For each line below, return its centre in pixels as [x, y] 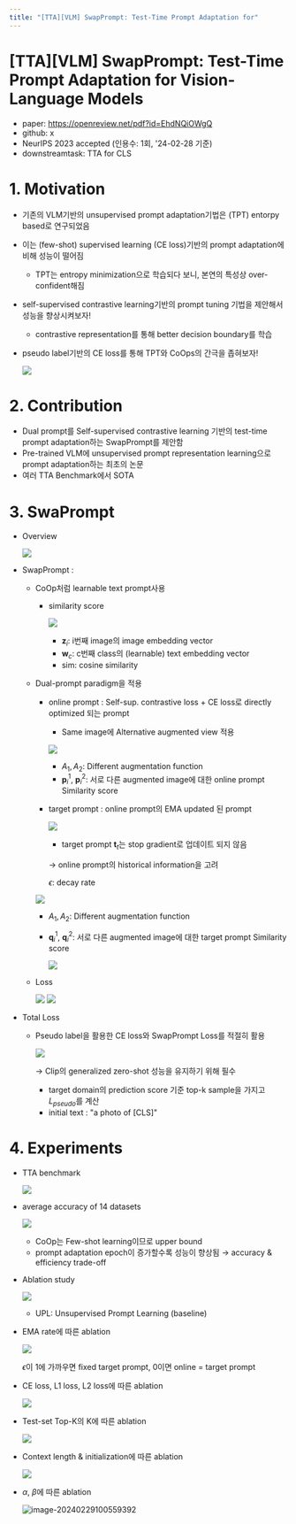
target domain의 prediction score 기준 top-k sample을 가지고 [157, 1090]
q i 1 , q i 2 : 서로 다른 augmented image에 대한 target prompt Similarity [167, 937]
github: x [38, 133]
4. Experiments [66, 1148]
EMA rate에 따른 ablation [66, 1332]
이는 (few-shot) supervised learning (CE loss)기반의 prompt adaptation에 [153, 244]
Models [115, 99]
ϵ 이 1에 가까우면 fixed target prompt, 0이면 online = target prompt [139, 1367]
